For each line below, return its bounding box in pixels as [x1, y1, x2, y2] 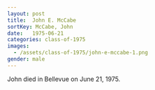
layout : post [7, 10, 45, 17]
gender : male [7, 56, 45, 63]
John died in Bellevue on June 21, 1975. [7, 75, 121, 83]
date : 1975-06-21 [7, 29, 64, 37]
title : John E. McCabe [7, 17, 77, 24]
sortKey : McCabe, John [7, 23, 73, 30]
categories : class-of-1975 [7, 36, 86, 43]
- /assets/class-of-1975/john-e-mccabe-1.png [13, 50, 149, 57]
